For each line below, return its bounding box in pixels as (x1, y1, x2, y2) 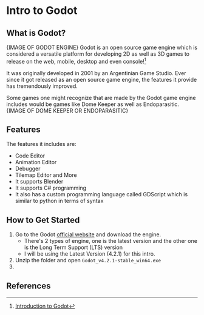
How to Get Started (6, 214, 80, 225)
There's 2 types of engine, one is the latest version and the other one (24, 237, 197, 245)
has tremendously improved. (6, 82, 78, 90)
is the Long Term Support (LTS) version (24, 244, 123, 251)
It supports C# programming (15, 184, 87, 191)
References (6, 280, 51, 291)
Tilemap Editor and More (15, 171, 77, 179)
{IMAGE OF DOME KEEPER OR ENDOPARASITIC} (6, 107, 129, 114)
